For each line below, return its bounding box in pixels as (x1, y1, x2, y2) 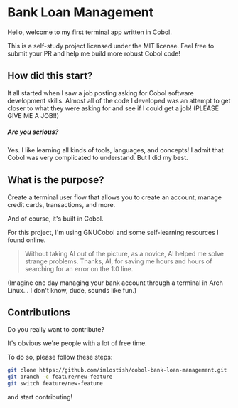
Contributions (7, 306, 70, 318)
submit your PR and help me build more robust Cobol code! (7, 49, 181, 58)
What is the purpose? (7, 174, 104, 186)
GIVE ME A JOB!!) (7, 111, 59, 120)
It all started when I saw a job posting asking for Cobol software (7, 88, 194, 97)
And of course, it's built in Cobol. (7, 214, 104, 223)
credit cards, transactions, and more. (7, 200, 116, 209)
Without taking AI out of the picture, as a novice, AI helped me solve (24, 249, 224, 258)
